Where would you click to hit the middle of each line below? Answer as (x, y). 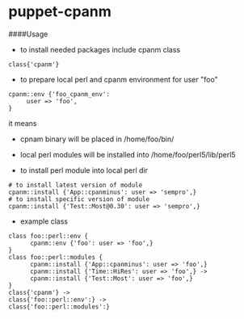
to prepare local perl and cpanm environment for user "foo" (119, 79)
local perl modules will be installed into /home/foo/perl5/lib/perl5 (128, 154)
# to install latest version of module (76, 185)
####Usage (28, 34)
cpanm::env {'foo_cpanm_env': (59, 94)
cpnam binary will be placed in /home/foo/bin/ (97, 139)
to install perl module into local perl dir (84, 170)
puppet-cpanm (60, 12)
